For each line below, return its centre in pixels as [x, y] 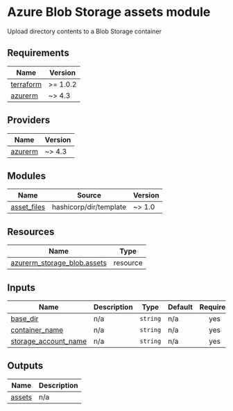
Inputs [21, 287]
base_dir [25, 318]
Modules [27, 176]
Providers [29, 120]
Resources [31, 232]
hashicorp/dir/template [89, 207]
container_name [37, 330]
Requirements [38, 53]
